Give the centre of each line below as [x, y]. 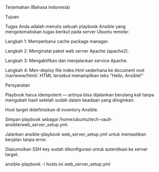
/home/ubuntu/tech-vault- [86, 119]
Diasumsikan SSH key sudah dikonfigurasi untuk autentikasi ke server [77, 149]
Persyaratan [18, 85]
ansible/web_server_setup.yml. [37, 125]
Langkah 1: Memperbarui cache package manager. [57, 41]
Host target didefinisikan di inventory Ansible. [52, 110]
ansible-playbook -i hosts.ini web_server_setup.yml [58, 164]
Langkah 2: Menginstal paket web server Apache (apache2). [67, 51]
